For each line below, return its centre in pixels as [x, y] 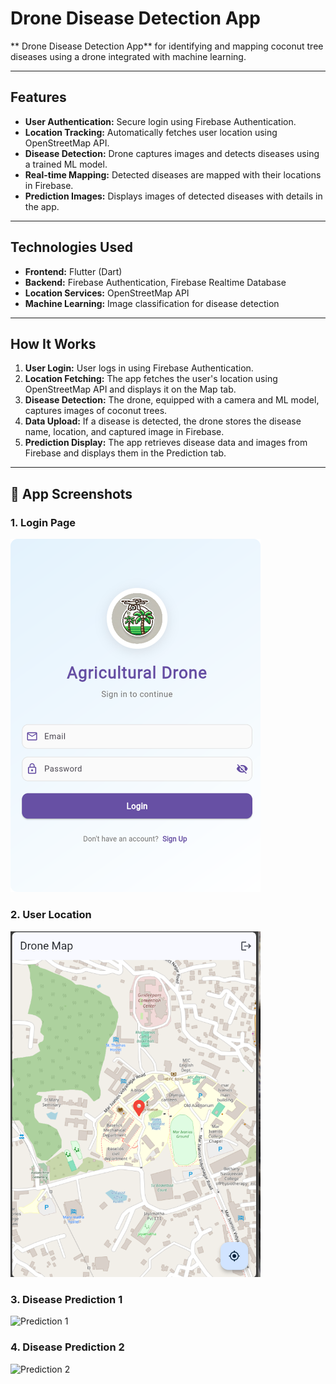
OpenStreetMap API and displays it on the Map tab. [130, 389]
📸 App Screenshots [71, 493]
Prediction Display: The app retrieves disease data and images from [166, 443]
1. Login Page [43, 522]
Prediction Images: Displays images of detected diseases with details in [173, 196]
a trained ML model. [66, 164]
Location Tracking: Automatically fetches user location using [151, 132]
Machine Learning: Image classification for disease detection [152, 303]
